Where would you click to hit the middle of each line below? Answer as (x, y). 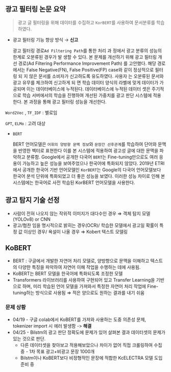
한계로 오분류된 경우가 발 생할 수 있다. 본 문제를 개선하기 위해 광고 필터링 (85, 57)
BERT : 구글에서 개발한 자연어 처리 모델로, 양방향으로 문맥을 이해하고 (81, 261)
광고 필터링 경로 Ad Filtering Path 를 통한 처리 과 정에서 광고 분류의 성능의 (87, 51)
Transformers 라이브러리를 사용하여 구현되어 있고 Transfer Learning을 (84, 280)
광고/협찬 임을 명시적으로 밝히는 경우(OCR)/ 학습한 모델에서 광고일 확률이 (86, 225)
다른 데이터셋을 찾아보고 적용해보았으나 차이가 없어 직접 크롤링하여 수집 (91, 345)
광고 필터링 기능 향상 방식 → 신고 (45, 39)
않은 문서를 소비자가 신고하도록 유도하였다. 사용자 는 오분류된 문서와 (96, 76)
